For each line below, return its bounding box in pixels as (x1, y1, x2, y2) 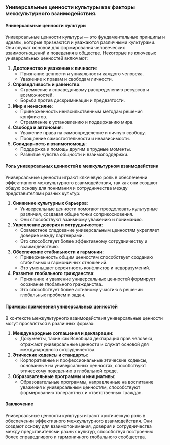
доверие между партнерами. (20, 232, 84, 239)
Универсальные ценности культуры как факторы (5, 4, 135, 11)
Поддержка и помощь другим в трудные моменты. (20, 146, 131, 152)
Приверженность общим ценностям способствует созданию (20, 254, 153, 260)
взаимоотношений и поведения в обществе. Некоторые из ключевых (5, 50, 156, 56)
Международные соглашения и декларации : (12, 330, 113, 336)
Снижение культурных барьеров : (12, 200, 88, 207)
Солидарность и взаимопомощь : (12, 141, 87, 147)
